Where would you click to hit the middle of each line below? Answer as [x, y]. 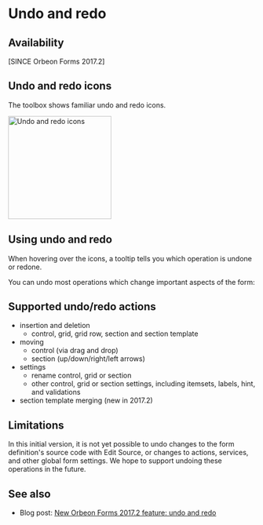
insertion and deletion [55, 326]
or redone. [25, 267]
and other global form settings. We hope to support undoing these [115, 461]
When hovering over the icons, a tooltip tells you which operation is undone [130, 258]
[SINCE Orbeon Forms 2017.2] [57, 61]
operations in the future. [47, 469]
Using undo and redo [60, 240]
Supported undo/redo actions [82, 307]
